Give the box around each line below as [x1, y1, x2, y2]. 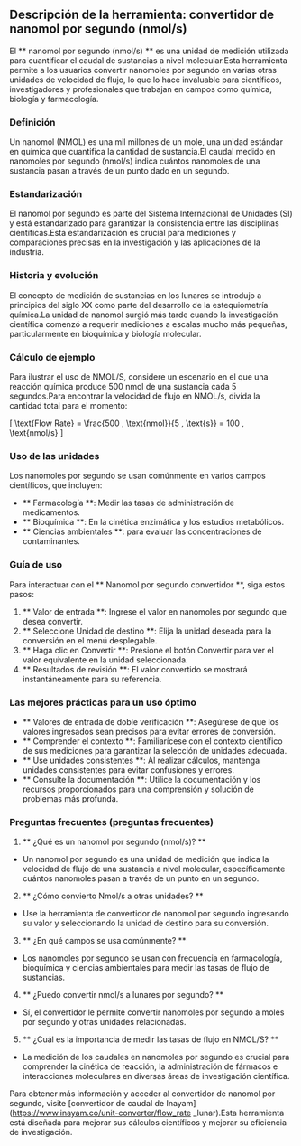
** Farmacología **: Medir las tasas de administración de [22, 497, 235, 509]
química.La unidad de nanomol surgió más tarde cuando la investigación [9, 309, 278, 320]
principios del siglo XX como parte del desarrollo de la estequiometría [9, 299, 269, 310]
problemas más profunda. [22, 793, 119, 803]
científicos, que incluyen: [9, 480, 103, 491]
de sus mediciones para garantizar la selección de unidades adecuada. [22, 745, 287, 756]
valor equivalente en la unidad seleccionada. [22, 654, 188, 665]
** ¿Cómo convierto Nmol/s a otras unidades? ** [22, 890, 205, 902]
